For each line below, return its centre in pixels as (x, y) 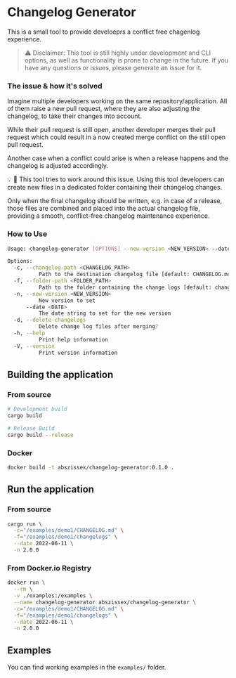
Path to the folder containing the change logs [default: (125, 287)
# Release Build (31, 428)
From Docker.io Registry (50, 568)
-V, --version (34, 346)
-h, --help (29, 333)
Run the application (51, 489)
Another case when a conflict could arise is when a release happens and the (118, 158)
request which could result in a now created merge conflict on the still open (117, 137)
